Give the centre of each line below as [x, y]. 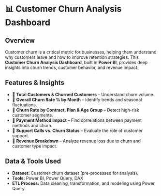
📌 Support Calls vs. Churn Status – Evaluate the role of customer [77, 131]
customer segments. [32, 115]
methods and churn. [32, 125]
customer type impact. [35, 146]
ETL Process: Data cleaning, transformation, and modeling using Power [83, 183]
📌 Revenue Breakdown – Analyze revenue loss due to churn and [76, 141]
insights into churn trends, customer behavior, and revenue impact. [72, 67]
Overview [20, 41]
